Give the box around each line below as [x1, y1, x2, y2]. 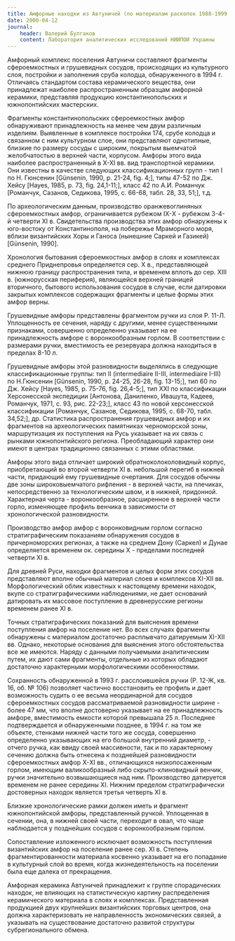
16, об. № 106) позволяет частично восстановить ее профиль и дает [7, 683, 212, 692]
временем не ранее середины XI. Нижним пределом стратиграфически [7, 780, 224, 789]
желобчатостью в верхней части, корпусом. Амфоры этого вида [7, 152, 202, 160]
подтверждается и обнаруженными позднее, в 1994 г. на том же [7, 721, 202, 730]
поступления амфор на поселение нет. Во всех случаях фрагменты [7, 625, 210, 634]
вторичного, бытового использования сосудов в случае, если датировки [7, 283, 227, 291]
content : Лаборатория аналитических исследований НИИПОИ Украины [20, 36, 215, 44]
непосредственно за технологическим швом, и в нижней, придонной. [7, 488, 217, 496]
